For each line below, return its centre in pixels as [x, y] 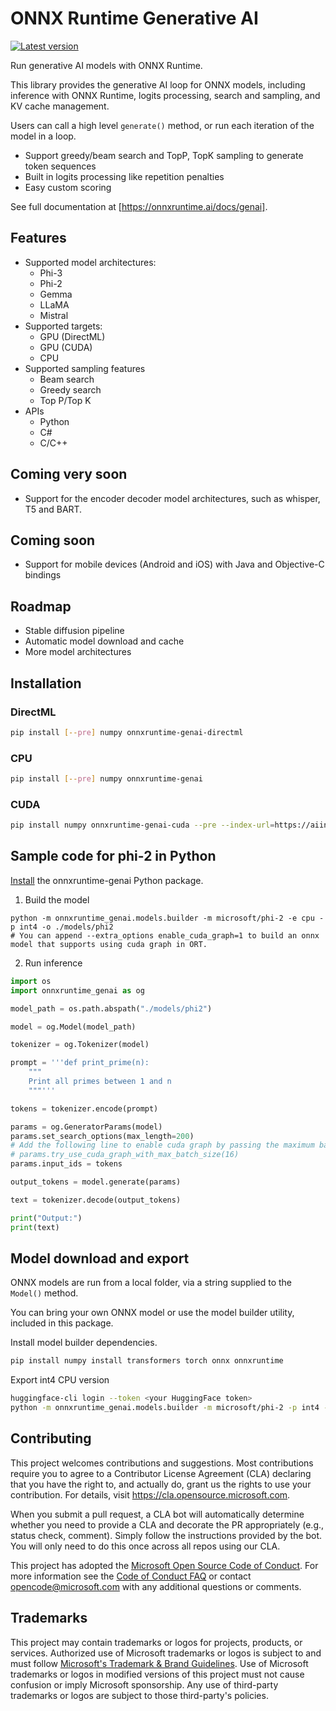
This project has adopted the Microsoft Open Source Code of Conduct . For [164, 1565]
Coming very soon [69, 474]
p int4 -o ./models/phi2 [62, 927]
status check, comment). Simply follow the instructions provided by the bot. [166, 1535]
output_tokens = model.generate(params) [96, 1182]
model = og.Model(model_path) [73, 1027]
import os [31, 981]
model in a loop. [43, 136]
